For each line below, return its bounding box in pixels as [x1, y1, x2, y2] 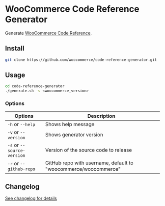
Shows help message [45, 121, 95, 128]
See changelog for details [5, 195, 57, 202]
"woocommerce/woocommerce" [45, 166, 121, 173]
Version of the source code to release [45, 147, 132, 154]
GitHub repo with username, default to [45, 159, 134, 166]
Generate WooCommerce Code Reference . [5, 30, 92, 36]
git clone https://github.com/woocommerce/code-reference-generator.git [5, 57, 157, 62]
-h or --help [7, 121, 35, 128]
